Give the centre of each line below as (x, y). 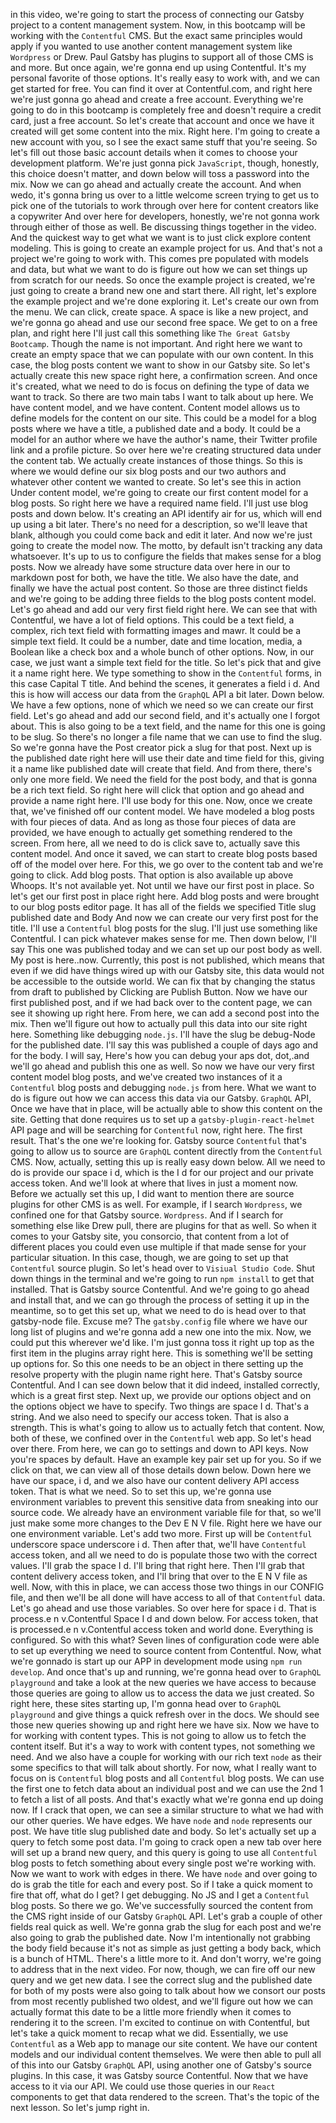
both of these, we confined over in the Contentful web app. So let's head (161, 1438)
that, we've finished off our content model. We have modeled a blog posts (162, 811)
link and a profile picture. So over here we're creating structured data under (166, 450)
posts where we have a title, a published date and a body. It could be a (156, 428)
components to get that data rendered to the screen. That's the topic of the (165, 2097)
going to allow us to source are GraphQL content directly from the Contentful (166, 1151)
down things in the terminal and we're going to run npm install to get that (162, 1278)
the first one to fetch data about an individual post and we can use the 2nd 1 (167, 1788)
